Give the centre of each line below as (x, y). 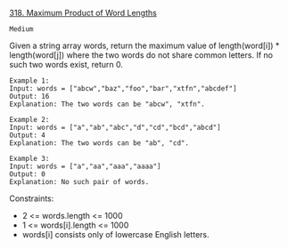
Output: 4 (28, 135)
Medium (21, 29)
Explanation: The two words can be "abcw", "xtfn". (107, 104)
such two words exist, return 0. (66, 64)
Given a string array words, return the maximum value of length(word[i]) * (144, 45)
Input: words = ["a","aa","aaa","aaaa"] (86, 166)
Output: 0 (28, 174)
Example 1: (29, 81)
